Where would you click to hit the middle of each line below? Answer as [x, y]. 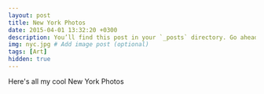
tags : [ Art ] [27, 52]
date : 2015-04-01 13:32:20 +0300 [63, 30]
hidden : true [29, 60]
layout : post [29, 15]
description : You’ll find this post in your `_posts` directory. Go [123, 37]
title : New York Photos [47, 23]
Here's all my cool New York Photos [66, 81]
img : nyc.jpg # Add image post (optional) [79, 45]
